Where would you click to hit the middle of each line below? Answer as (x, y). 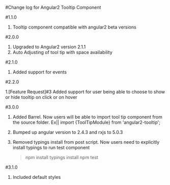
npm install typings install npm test (62, 157)
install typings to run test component (51, 148)
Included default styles (37, 177)
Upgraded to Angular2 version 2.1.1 (49, 47)
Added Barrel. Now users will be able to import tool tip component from (88, 117)
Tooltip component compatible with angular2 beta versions (74, 27)
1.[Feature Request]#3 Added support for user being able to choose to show (85, 92)
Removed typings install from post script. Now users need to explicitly (86, 142)
